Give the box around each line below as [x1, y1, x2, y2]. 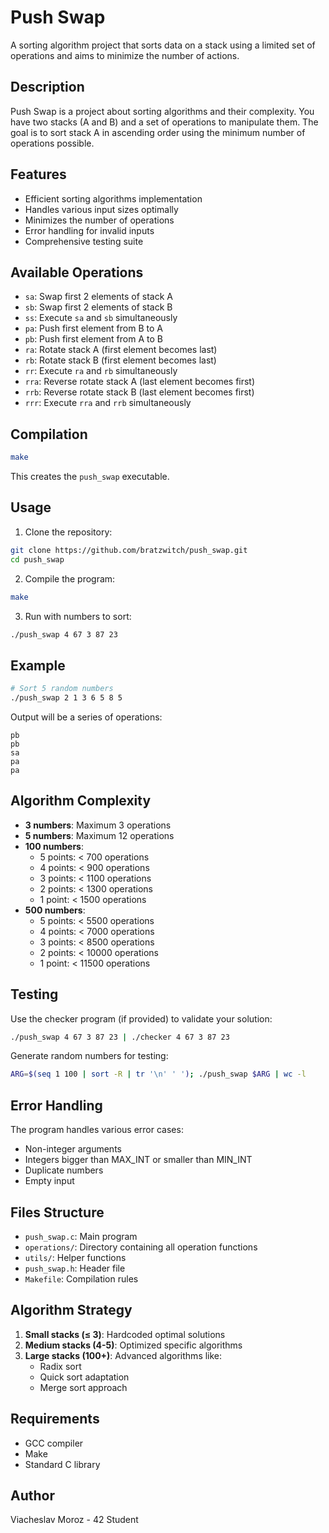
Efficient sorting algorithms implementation [24, 192, 203, 205]
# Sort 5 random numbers [10, 684, 114, 694]
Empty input [24, 1175, 75, 1187]
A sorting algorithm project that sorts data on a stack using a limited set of [10, 39, 316, 51]
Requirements [10, 1411, 100, 1428]
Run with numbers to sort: [24, 610, 132, 622]
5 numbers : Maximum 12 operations [24, 829, 175, 841]
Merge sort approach [39, 1381, 128, 1393]
